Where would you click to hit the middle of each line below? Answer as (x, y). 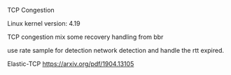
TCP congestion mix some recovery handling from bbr (85, 37)
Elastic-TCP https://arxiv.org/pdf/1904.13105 (71, 64)
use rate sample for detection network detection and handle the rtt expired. (116, 50)
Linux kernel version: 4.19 (44, 23)
